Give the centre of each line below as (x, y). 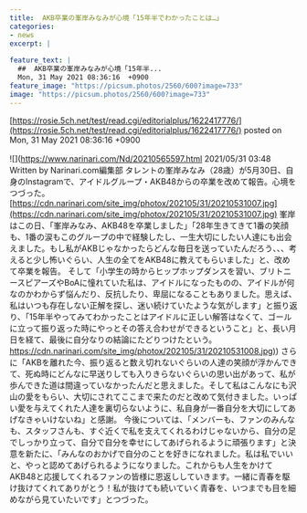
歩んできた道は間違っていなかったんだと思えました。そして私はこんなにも (149, 385)
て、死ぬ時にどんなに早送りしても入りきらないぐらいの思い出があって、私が (153, 373)
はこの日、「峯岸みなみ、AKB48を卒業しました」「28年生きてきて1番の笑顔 (149, 225)
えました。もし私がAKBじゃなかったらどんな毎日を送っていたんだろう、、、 (149, 248)
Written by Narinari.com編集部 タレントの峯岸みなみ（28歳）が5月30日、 (148, 170)
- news (22, 35)
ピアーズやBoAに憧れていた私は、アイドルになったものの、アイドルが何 (160, 282)
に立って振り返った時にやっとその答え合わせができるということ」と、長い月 (153, 328)
